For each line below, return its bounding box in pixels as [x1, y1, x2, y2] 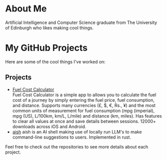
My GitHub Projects [5, 42, 88, 54]
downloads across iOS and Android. [12, 123, 86, 130]
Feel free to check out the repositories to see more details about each [5, 144, 149, 150]
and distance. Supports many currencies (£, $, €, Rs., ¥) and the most [12, 102, 156, 108]
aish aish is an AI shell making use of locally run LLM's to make [12, 129, 142, 135]
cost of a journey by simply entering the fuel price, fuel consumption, [12, 97, 155, 103]
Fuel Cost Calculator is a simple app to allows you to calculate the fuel [12, 92, 157, 98]
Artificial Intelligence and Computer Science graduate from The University [5, 19, 158, 25]
